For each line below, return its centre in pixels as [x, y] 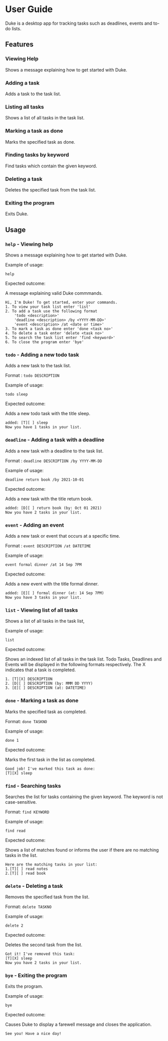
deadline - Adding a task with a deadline [55, 440]
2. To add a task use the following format [51, 311]
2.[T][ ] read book [26, 873]
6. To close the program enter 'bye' [45, 342]
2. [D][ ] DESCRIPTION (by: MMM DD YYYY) [49, 684]
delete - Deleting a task [34, 886]
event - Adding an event [35, 525]
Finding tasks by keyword [37, 155]
